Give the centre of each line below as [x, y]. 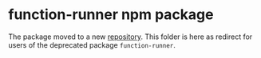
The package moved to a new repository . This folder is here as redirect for [130, 37]
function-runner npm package [111, 15]
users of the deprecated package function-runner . [92, 44]
